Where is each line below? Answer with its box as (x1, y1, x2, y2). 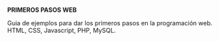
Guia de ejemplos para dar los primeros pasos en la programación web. (7, 19, 213, 27)
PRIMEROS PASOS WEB (7, 6, 77, 14)
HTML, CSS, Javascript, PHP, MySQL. (7, 27, 116, 34)
